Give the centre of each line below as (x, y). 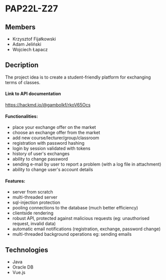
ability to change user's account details (53, 170)
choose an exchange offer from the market (56, 133)
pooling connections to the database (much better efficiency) (75, 208)
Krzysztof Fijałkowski (34, 39)
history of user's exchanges (41, 154)
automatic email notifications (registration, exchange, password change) (86, 229)
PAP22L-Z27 (32, 9)
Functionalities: (22, 116)
